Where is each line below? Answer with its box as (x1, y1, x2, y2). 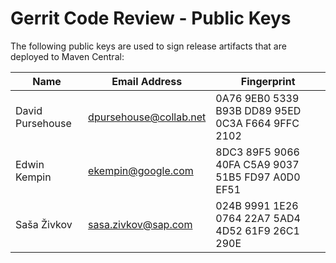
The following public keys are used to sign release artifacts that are (10, 40, 287, 52)
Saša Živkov (15, 217, 73, 231)
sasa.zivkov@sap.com (88, 217, 193, 231)
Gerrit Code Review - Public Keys (10, 7, 292, 30)
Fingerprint (240, 74, 296, 88)
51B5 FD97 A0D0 (215, 170, 301, 184)
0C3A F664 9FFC (215, 116, 300, 130)
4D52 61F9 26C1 (215, 223, 300, 237)
